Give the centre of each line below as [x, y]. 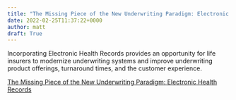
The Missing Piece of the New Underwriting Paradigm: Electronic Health [112, 82]
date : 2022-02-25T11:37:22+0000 [55, 20]
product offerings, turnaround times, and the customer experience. [105, 68]
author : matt [26, 27]
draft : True [25, 33]
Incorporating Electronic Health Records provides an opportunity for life [112, 54]
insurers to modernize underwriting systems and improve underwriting [110, 61]
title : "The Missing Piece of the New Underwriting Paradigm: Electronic [118, 14]
